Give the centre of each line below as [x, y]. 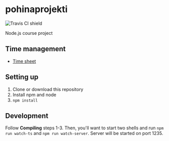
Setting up [22, 77]
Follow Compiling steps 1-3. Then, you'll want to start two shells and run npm [84, 128]
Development [27, 115]
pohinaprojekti [37, 9]
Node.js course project [29, 33]
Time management [36, 49]
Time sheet [24, 61]
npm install [25, 100]
